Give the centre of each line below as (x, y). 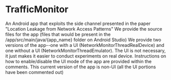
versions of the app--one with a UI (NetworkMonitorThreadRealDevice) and (85, 45)
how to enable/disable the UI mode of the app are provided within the (79, 61)
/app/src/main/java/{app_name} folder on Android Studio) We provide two (83, 40)
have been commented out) (35, 72)
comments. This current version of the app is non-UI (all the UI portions (81, 67)
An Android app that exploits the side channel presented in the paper (78, 23)
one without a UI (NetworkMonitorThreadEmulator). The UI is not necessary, (85, 50)
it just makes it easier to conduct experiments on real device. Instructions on (86, 56)
